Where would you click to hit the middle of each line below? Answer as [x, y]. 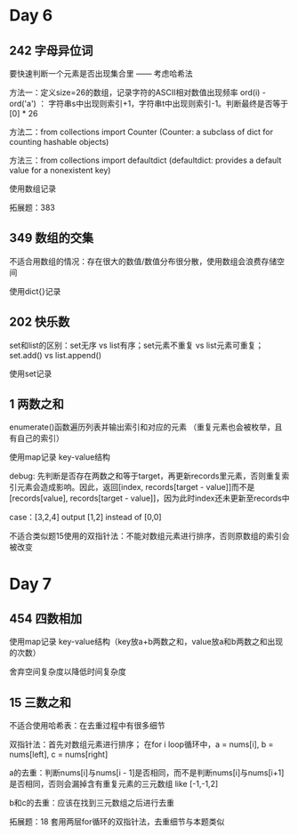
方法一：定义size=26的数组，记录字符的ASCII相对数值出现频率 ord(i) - [138, 92]
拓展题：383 [32, 207]
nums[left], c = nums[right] [59, 755]
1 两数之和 [37, 404]
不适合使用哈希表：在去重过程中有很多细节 [87, 726]
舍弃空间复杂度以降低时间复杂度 [68, 671]
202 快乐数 [40, 322]
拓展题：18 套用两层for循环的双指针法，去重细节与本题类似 [117, 822]
